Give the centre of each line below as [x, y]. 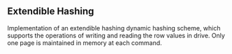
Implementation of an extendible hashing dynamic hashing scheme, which [114, 28]
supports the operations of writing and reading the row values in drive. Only [116, 35]
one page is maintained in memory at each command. [85, 43]
